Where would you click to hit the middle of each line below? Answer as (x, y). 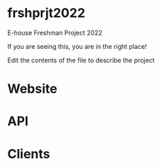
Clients (29, 154)
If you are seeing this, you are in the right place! (77, 46)
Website (32, 89)
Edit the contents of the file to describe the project (81, 60)
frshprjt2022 (46, 13)
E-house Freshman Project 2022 (55, 33)
